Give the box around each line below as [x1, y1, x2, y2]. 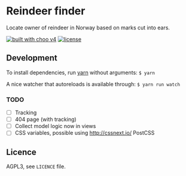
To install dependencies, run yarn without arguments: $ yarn [6, 69, 155, 76]
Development [6, 53, 58, 63]
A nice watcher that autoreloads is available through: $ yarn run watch [6, 80, 181, 87]
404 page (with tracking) [14, 116, 77, 123]
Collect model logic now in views [14, 123, 96, 130]
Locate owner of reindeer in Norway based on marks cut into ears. [6, 24, 170, 31]
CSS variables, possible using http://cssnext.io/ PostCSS [14, 129, 155, 136]
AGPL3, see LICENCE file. [6, 163, 66, 170]
